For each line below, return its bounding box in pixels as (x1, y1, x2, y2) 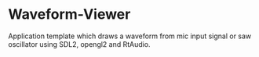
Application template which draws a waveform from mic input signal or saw (8, 31, 252, 41)
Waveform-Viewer (8, 5, 131, 23)
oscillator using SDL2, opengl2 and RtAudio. (8, 39, 151, 48)
